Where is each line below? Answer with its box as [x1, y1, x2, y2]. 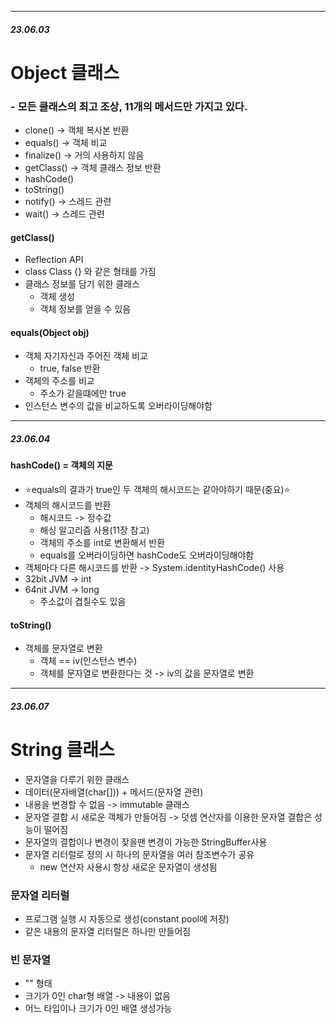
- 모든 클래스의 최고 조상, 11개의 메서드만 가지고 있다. [10, 99, 248, 113]
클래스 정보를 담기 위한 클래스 [24, 278, 140, 290]
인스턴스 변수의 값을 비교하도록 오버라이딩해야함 [24, 400, 213, 412]
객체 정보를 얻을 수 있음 [39, 303, 132, 315]
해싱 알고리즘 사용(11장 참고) [39, 524, 150, 536]
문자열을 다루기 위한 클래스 [24, 773, 130, 785]
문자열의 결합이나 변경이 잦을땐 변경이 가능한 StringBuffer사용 [24, 836, 268, 848]
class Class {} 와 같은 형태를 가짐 [24, 266, 157, 278]
